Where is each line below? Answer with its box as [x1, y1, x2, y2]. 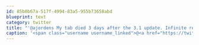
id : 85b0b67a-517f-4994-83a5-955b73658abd [6, 8, 113, 15]
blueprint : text [6, 14, 46, 20]
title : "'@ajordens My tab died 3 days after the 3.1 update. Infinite [6, 25, 187, 31]
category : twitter [6, 19, 52, 25]
